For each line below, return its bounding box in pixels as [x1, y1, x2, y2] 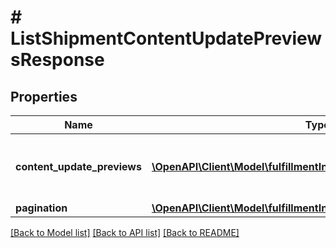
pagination [15, 201, 68, 215]
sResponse [10, 49, 105, 71]
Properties [10, 88, 78, 105]
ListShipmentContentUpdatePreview [10, 27, 323, 50]
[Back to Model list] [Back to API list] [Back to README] [10, 227, 240, 238]
